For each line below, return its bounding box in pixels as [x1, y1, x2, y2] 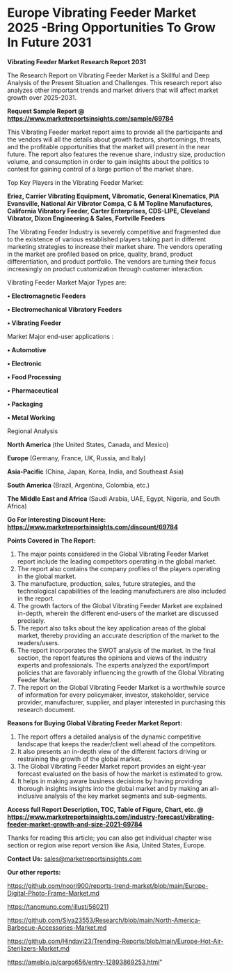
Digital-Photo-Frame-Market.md [7, 889, 99, 897]
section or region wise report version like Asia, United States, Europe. [7, 840, 207, 849]
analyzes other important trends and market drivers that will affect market [7, 86, 218, 94]
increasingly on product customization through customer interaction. [7, 264, 204, 273]
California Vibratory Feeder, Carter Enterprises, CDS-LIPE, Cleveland [7, 206, 211, 215]
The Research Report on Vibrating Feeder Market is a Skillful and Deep [7, 71, 210, 80]
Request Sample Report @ [7, 107, 85, 115]
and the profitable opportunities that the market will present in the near [7, 142, 210, 151]
